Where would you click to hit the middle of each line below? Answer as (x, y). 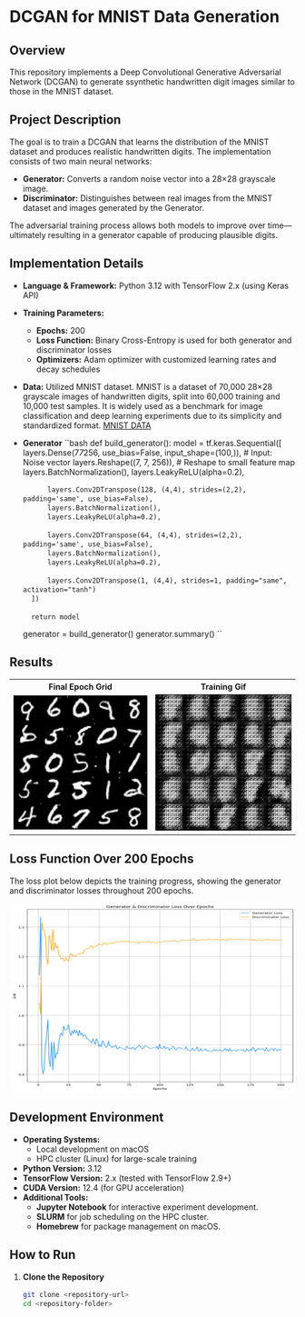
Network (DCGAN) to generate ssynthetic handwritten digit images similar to (152, 82)
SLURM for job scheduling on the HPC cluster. (123, 1216)
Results (31, 662)
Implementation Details (77, 264)
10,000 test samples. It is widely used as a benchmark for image (143, 405)
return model (56, 617)
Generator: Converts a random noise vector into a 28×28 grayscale (149, 178)
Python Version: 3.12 (62, 1168)
